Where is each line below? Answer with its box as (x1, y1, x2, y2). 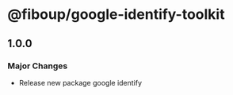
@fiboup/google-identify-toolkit (7, 5, 225, 24)
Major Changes (7, 60, 68, 71)
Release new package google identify (18, 78, 143, 87)
